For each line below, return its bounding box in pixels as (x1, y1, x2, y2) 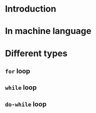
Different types (5, 48, 68, 59)
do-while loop (5, 100, 47, 108)
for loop (5, 67, 30, 75)
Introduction (5, 3, 57, 15)
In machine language (5, 26, 92, 37)
